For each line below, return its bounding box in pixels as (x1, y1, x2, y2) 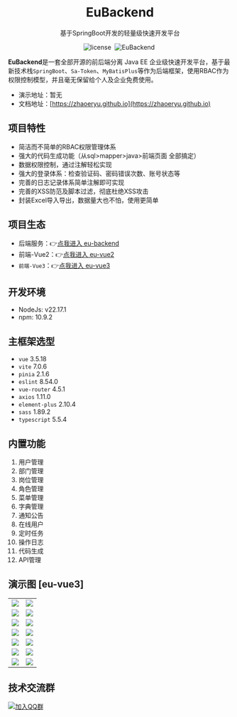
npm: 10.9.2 (18, 313, 53, 322)
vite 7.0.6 (18, 362, 48, 371)
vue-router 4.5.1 (18, 385, 66, 393)
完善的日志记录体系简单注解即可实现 (18, 178, 125, 186)
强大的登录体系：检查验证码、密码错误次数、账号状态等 (18, 169, 180, 178)
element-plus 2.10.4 (18, 400, 77, 409)
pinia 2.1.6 (18, 370, 50, 378)
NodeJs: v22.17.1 (18, 305, 67, 314)
